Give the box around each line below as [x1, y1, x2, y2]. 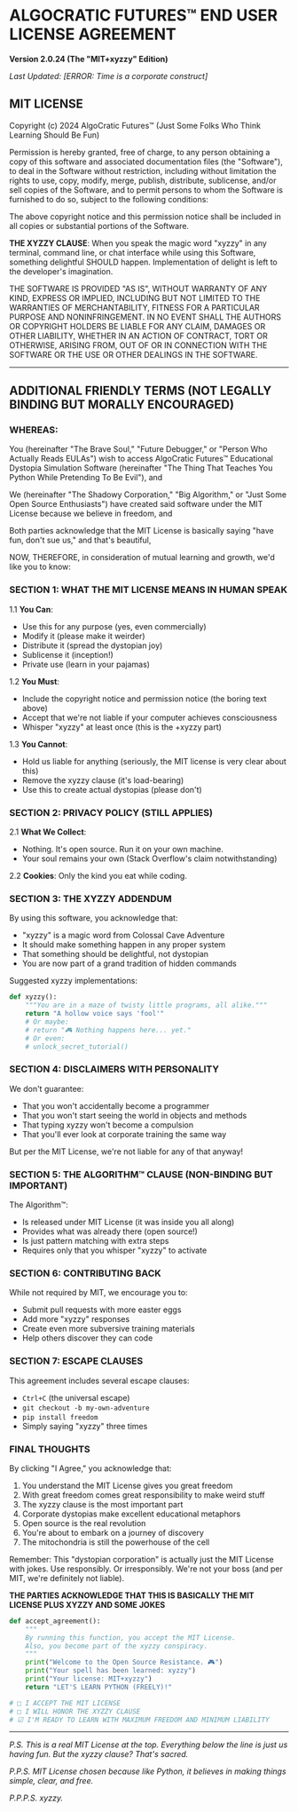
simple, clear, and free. [9, 1776, 94, 1786]
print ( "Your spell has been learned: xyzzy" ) [25, 1666, 197, 1675]
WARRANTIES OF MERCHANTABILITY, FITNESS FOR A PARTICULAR [9, 302, 260, 313]
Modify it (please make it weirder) [21, 630, 145, 641]
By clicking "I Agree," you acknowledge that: [9, 1462, 172, 1474]
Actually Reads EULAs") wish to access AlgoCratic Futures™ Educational [9, 454, 273, 464]
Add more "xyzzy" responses [21, 1314, 130, 1325]
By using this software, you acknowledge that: [9, 913, 178, 923]
